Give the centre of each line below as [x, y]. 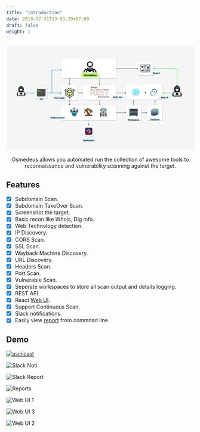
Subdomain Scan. [36, 199]
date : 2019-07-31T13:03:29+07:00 [48, 19]
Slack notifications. [38, 314]
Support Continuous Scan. [47, 307]
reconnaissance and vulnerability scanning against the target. [100, 166]
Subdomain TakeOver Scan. [49, 206]
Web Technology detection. [49, 226]
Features [23, 185]
